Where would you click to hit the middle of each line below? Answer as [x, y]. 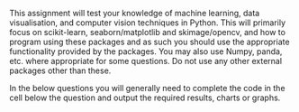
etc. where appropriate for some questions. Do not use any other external [145, 61]
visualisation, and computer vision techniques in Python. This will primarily [148, 23]
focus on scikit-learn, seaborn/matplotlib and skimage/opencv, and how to [148, 32]
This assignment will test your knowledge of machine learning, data [135, 13]
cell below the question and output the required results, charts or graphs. [145, 98]
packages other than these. [60, 70]
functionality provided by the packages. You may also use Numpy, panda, [146, 51]
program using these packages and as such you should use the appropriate [149, 42]
